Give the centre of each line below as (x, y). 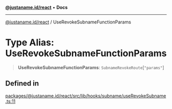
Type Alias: (30, 43)
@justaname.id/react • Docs (37, 7)
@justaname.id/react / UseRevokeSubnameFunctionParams (68, 22)
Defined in (22, 84)
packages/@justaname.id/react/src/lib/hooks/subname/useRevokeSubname (86, 96)
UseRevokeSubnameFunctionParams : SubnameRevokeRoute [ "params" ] (91, 67)
